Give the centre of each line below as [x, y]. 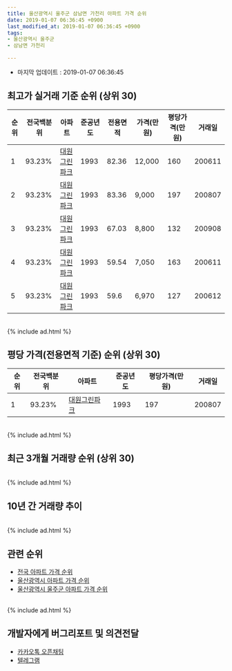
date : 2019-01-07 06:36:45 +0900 [55, 20]
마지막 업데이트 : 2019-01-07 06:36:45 [70, 72]
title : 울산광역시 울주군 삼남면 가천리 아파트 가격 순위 [77, 13]
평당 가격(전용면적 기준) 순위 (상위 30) [84, 355]
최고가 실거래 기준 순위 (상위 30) [72, 96]
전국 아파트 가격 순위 [45, 572]
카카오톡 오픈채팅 [40, 651]
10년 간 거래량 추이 [45, 506]
